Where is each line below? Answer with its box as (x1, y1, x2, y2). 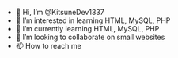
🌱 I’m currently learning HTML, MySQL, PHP (15, 24, 160, 33)
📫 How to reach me (15, 42, 81, 50)
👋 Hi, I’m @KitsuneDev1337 (15, 8, 104, 16)
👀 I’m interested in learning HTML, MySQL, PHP (15, 16, 171, 25)
